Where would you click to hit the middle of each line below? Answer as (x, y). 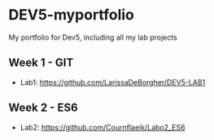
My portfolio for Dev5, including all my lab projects (93, 37)
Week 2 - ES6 (44, 108)
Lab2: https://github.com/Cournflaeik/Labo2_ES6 (103, 127)
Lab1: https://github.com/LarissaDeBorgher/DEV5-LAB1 (113, 82)
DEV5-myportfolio (71, 15)
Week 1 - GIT (41, 63)
